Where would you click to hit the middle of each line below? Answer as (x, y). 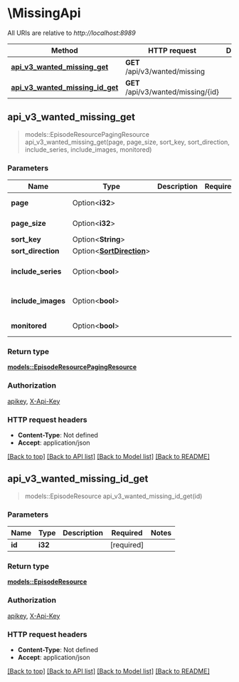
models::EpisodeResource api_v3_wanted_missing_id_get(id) (113, 496)
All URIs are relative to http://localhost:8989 (72, 33)
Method (64, 50)
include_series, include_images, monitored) (88, 149)
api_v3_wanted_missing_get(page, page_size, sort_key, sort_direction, (127, 142)
